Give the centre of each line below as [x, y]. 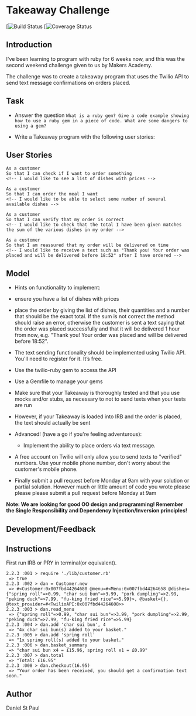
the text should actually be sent [52, 423]
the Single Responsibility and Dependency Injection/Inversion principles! [97, 511]
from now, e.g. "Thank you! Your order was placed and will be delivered [101, 335]
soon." [14, 676]
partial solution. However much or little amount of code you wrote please [102, 487]
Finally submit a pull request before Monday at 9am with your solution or [102, 481]
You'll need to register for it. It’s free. [59, 359]
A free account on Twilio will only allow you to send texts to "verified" [98, 457]
